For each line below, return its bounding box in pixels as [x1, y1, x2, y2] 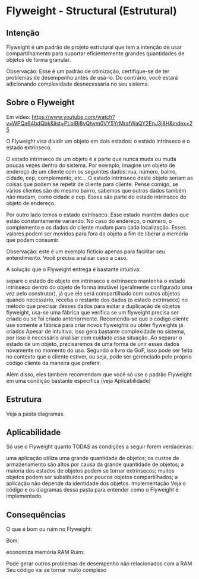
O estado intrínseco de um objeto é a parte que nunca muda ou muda [6, 155, 176, 162]
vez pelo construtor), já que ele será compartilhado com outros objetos [6, 289, 180, 297]
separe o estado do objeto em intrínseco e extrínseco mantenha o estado [6, 277, 186, 284]
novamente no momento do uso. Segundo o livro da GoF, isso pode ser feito [6, 347, 193, 354]
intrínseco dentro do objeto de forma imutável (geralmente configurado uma [6, 284, 193, 291]
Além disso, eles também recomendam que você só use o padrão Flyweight [6, 370, 192, 378]
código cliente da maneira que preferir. [6, 359, 102, 366]
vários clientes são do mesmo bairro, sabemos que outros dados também [6, 187, 187, 194]
